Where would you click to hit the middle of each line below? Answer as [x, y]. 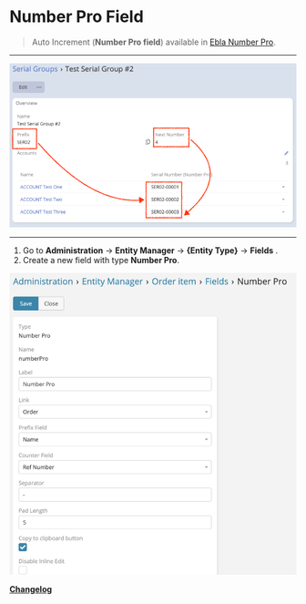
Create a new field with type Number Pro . [101, 261]
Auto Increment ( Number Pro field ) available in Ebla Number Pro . [153, 42]
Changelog [31, 589]
